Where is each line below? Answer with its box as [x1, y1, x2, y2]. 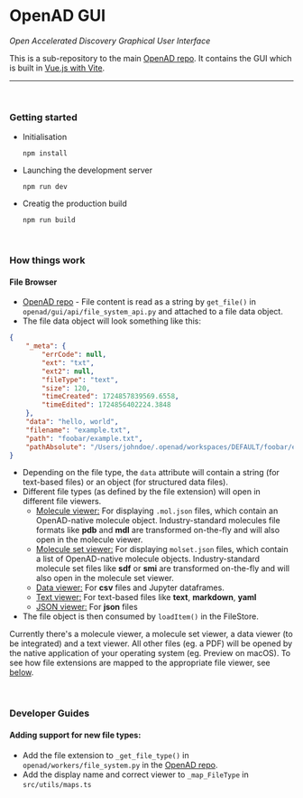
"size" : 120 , [41, 383, 91, 393]
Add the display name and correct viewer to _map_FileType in [22, 769, 250, 780]
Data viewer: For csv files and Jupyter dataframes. [35, 582, 225, 593]
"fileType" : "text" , [41, 375, 119, 384]
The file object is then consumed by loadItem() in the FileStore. [22, 611, 259, 622]
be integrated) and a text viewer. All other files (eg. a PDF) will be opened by [9, 638, 293, 649]
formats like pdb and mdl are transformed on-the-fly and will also [35, 525, 280, 536]
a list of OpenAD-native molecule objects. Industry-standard [35, 553, 260, 565]
